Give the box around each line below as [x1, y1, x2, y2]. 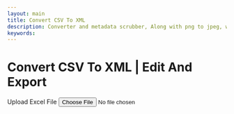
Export [7, 74, 47, 90]
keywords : [7, 29, 36, 37]
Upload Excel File [7, 98, 57, 106]
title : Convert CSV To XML [7, 17, 86, 24]
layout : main [7, 10, 45, 17]
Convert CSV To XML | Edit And [7, 60, 193, 75]
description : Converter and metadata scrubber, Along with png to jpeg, [7, 23, 223, 30]
